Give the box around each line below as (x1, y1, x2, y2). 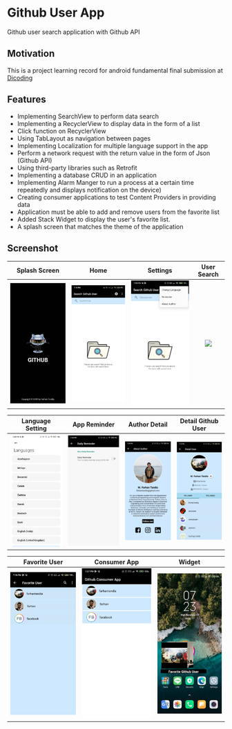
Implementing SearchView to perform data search (17, 112, 159, 120)
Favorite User (23, 557, 64, 566)
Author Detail (128, 420, 168, 429)
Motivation (7, 48, 55, 60)
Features (7, 93, 46, 105)
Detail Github (180, 417, 219, 425)
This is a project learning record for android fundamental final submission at (7, 66, 223, 74)
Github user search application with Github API (7, 28, 140, 36)
